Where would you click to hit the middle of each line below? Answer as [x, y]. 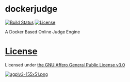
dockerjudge [31, 9]
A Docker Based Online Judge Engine [42, 32]
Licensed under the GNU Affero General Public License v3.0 [65, 65]
